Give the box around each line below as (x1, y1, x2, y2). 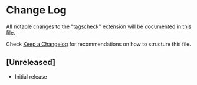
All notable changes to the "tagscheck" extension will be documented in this (6, 23, 192, 30)
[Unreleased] (6, 57, 56, 67)
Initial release (14, 73, 47, 80)
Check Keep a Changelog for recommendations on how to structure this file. (6, 40, 192, 47)
